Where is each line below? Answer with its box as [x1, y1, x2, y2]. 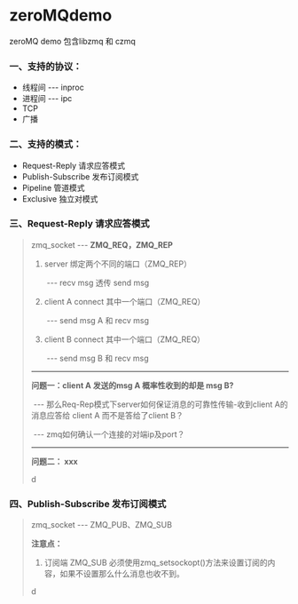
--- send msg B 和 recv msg [46, 353, 149, 363]
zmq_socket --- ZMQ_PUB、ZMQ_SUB [30, 520, 173, 530]
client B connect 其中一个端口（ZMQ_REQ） [43, 334, 206, 345]
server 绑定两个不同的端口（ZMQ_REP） [43, 258, 192, 269]
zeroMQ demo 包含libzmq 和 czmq [9, 36, 136, 46]
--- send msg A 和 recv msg [46, 314, 149, 325]
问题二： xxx [30, 456, 78, 466]
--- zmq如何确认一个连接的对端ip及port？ [33, 428, 185, 440]
